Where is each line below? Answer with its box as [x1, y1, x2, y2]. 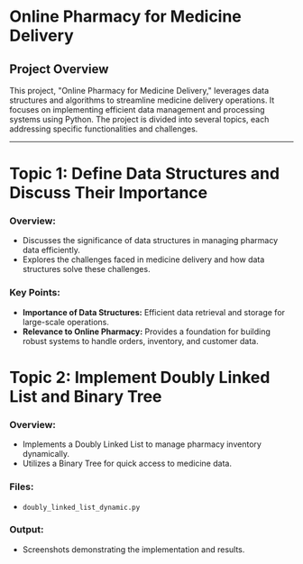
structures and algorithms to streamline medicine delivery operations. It [9, 95, 275, 105]
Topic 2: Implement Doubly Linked [9, 367, 271, 387]
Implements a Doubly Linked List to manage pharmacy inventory [22, 439, 262, 450]
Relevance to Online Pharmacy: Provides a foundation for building [22, 326, 271, 337]
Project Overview [9, 61, 109, 77]
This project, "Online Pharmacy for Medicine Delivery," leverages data [9, 86, 269, 96]
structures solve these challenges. [22, 264, 151, 275]
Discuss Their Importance [9, 183, 208, 204]
